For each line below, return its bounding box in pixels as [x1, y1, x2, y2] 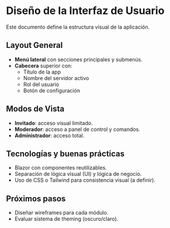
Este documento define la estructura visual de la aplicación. [6, 23, 150, 30]
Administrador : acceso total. [14, 132, 85, 139]
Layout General [6, 40, 63, 50]
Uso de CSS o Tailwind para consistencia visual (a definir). [14, 177, 156, 184]
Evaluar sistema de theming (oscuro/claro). [14, 215, 119, 223]
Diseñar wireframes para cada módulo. [14, 209, 109, 216]
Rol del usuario [23, 81, 60, 88]
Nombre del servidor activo [23, 74, 89, 81]
